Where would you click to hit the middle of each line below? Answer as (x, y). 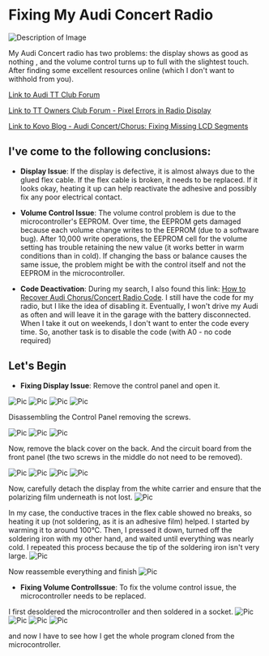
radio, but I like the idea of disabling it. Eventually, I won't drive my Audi (139, 306)
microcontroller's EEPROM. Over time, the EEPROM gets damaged (130, 221)
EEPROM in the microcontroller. (73, 272)
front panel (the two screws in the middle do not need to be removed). (126, 457)
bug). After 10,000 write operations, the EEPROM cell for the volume (134, 238)
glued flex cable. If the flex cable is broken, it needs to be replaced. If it (139, 179)
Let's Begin (38, 366)
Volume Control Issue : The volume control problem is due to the (128, 212)
